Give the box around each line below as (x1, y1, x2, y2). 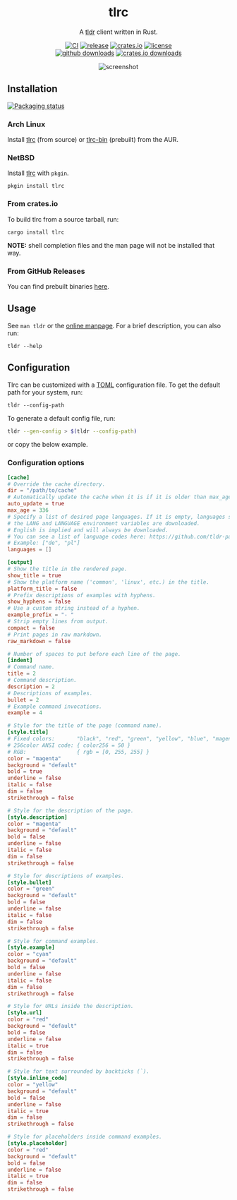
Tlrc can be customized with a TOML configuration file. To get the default (7, 380, 221, 389)
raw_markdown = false (7, 637, 71, 644)
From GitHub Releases (7, 266, 85, 276)
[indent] (7, 657, 33, 664)
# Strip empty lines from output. (7, 618, 109, 625)
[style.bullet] (7, 879, 52, 886)
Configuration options (7, 458, 85, 468)
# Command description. (7, 677, 78, 684)
